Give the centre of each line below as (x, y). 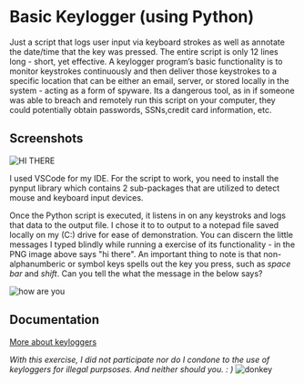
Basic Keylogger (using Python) (132, 17)
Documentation (55, 320)
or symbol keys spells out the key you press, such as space (179, 264)
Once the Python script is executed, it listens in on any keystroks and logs (148, 215)
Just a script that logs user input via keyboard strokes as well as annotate (147, 42)
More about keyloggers (53, 342)
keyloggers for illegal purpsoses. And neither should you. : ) (122, 369)
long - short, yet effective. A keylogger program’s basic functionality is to (147, 61)
